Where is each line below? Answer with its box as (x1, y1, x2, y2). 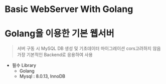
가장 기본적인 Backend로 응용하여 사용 (17, 51, 93, 58)
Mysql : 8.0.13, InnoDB (19, 73, 66, 79)
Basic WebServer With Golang (5, 3, 133, 15)
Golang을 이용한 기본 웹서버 (5, 28, 114, 39)
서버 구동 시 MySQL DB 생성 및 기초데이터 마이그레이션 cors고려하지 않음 (17, 45, 161, 51)
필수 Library (12, 62, 36, 68)
